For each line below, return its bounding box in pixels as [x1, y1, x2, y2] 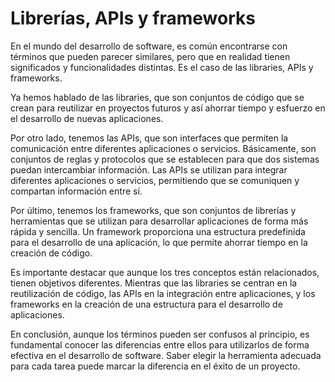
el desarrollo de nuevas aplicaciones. [10, 112, 164, 124]
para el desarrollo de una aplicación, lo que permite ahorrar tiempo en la [10, 236, 308, 248]
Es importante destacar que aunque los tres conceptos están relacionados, [10, 266, 320, 278]
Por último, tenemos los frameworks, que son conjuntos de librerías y [10, 204, 297, 216]
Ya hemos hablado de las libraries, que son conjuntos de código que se [10, 91, 305, 103]
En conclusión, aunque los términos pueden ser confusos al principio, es [10, 328, 310, 340]
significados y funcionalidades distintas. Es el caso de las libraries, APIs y [10, 61, 314, 73]
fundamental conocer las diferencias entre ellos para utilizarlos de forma [10, 338, 310, 351]
